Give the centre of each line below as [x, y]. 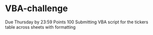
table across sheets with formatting [41, 27]
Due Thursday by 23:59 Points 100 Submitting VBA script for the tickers [77, 22]
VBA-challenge [36, 9]
